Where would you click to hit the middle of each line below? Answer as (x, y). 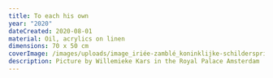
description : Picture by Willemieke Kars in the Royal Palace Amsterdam (134, 62)
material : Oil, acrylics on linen (67, 39)
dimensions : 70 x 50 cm (49, 46)
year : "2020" (30, 24)
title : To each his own (49, 16)
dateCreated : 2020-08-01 (50, 31)
